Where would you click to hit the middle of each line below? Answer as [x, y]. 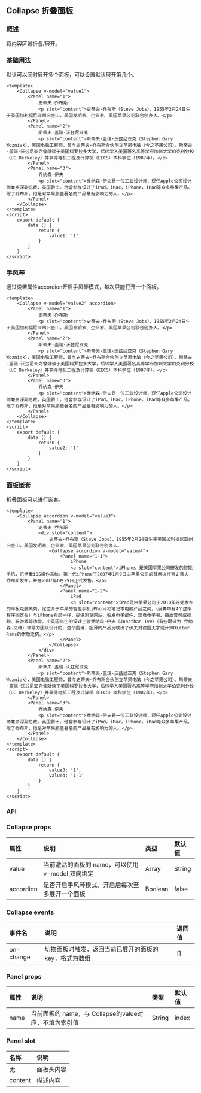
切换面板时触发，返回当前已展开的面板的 [101, 949]
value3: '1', [65, 770]
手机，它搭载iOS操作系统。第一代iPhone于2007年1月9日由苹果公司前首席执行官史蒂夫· [99, 574]
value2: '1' [64, 448]
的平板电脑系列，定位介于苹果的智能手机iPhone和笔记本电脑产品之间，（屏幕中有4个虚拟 [99, 609]
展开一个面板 [67, 894]
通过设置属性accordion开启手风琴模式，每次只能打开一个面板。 [84, 287]
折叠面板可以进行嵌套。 [35, 499]
